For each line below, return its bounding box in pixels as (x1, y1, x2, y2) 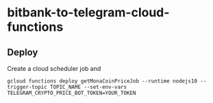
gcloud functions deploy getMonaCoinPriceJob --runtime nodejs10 (7, 78, 197, 85)
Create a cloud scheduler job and (7, 65, 101, 72)
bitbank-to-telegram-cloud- (7, 5, 170, 20)
